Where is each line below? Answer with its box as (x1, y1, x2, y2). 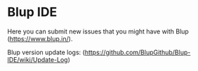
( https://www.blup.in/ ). (7, 34, 73, 42)
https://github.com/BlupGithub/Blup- (84, 48, 191, 56)
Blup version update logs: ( (7, 48, 86, 56)
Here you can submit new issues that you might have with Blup (7, 27, 190, 35)
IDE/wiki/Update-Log (7, 55, 68, 63)
